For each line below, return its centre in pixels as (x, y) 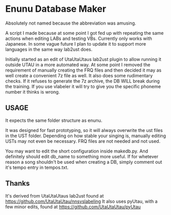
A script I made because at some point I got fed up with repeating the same (84, 33)
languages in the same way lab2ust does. (49, 49)
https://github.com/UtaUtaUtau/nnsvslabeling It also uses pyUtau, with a (81, 201)
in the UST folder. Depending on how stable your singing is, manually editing (86, 136)
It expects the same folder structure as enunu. (54, 120)
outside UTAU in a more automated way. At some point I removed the (78, 64)
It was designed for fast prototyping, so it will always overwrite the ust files (84, 130)
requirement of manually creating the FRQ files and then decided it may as (83, 70)
